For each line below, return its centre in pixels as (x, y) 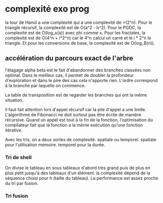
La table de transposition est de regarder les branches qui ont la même (76, 95)
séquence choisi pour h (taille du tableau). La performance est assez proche (81, 178)
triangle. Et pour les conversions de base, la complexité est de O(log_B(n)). (80, 43)
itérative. (14, 130)
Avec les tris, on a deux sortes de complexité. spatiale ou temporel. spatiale (81, 139)
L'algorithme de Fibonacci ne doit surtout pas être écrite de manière (73, 115)
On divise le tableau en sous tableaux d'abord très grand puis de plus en (78, 168)
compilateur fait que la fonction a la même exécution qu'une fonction (74, 125)
